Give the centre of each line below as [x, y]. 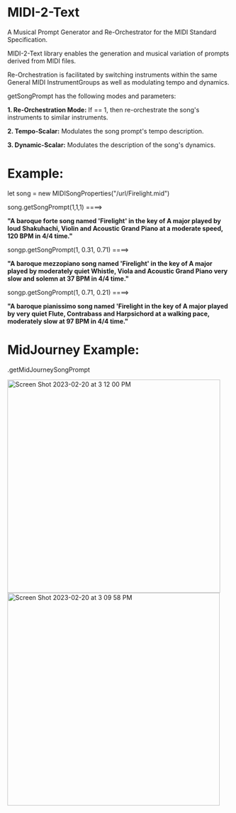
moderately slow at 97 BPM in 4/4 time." [68, 321]
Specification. [28, 39]
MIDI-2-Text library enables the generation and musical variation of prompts [118, 53]
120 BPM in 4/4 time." [40, 236]
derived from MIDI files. [42, 60]
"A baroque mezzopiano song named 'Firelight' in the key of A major [110, 263]
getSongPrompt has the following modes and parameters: [92, 96]
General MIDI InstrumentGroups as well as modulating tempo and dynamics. [118, 82]
